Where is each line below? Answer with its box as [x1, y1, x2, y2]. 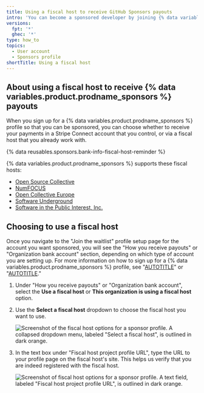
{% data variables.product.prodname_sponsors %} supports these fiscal [6, 160, 188, 167]
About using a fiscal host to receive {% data [6, 82, 176, 92]
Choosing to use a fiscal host [6, 221, 118, 232]
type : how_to [6, 37, 39, 43]
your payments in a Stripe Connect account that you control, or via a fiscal [6, 130, 192, 137]
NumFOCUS [15, 184, 46, 192]
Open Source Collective [15, 178, 75, 186]
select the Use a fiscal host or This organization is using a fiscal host [15, 288, 192, 295]
